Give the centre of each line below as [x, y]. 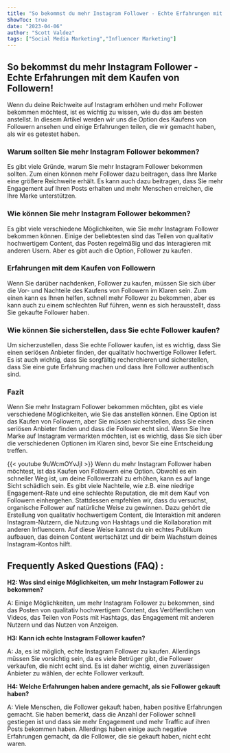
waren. [17, 744]
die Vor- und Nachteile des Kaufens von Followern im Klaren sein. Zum [107, 290]
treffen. [18, 451]
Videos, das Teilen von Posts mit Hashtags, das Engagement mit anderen [111, 618]
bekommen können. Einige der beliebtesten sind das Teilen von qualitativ [110, 236]
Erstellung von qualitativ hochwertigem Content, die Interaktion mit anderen [114, 515]
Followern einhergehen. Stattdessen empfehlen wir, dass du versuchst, [107, 500]
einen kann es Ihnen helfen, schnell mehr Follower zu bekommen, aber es [111, 298]
